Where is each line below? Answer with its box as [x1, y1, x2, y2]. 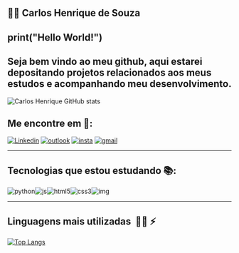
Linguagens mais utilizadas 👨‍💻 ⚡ [7, 215, 156, 227]
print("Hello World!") [7, 31, 103, 43]
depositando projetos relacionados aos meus [7, 67, 212, 79]
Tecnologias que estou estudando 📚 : [7, 165, 176, 177]
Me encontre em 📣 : [7, 117, 93, 129]
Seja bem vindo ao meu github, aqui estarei [7, 56, 203, 68]
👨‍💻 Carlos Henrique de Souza [7, 7, 141, 19]
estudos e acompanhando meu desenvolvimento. [7, 78, 232, 90]
